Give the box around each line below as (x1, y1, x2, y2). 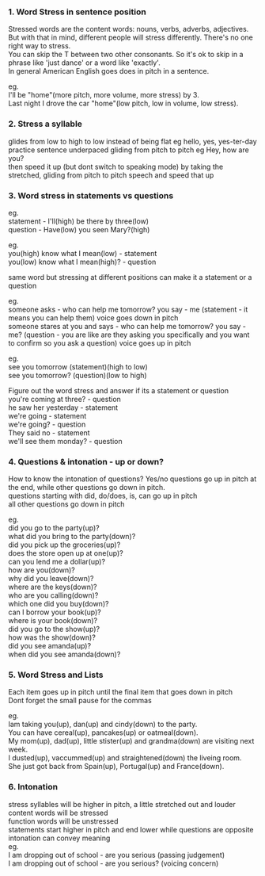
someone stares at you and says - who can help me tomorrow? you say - (8, 321, 247, 331)
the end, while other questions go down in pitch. (8, 483, 166, 492)
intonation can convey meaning (8, 833, 111, 843)
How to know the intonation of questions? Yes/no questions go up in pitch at (8, 474, 257, 484)
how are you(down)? (8, 565, 75, 575)
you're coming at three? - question (8, 394, 121, 404)
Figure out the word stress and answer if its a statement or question (8, 385, 229, 395)
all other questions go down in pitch (8, 499, 125, 509)
